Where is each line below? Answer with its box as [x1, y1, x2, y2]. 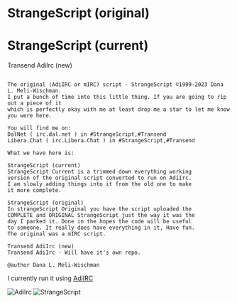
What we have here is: [7, 149, 75, 157]
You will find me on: [7, 124, 72, 132]
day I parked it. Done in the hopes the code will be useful [7, 218, 192, 225]
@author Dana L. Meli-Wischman [7, 262, 100, 269]
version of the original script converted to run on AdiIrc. [7, 174, 192, 182]
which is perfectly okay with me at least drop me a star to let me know [7, 106, 231, 113]
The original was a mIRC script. [7, 230, 106, 238]
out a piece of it [7, 100, 62, 107]
